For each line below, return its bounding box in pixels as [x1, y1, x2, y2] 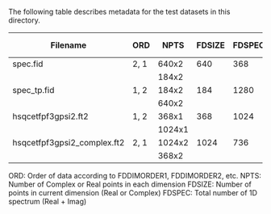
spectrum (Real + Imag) [8, 197, 87, 206]
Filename [50, 40, 87, 51]
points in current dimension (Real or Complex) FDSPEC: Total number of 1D [8, 188, 258, 197]
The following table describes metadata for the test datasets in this [8, 7, 231, 16]
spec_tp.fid [12, 85, 55, 95]
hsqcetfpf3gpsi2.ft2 [12, 111, 89, 122]
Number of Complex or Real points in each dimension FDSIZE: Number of [8, 179, 252, 189]
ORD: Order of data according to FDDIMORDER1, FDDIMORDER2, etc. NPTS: [8, 171, 262, 180]
